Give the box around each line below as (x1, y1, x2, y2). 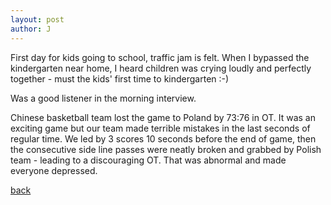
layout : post (10, 14, 65, 25)
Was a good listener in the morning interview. (10, 92, 197, 104)
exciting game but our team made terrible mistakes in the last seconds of (10, 122, 311, 134)
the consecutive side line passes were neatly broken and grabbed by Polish (10, 143, 322, 155)
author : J (10, 24, 52, 34)
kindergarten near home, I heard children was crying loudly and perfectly (10, 62, 312, 74)
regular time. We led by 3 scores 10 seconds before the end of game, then (10, 132, 317, 145)
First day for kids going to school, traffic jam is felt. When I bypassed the (10, 51, 310, 63)
